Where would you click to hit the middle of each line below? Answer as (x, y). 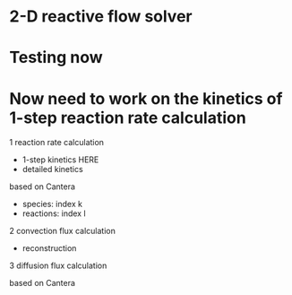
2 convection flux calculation (63, 231)
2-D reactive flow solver (101, 17)
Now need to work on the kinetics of (146, 98)
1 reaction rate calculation (57, 143)
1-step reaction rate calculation (128, 117)
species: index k (52, 204)
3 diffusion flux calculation (58, 265)
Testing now (56, 58)
